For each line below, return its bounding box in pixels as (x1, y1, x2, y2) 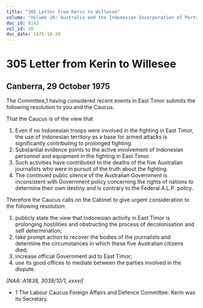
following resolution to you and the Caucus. (6, 104, 115, 111)
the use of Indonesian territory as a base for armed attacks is (14, 133, 167, 140)
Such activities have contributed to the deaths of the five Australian (14, 159, 183, 166)
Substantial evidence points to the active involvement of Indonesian (14, 146, 184, 154)
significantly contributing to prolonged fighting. (14, 140, 133, 147)
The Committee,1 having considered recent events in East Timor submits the (6, 97, 196, 104)
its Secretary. (14, 295, 48, 303)
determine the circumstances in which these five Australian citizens (14, 240, 184, 247)
